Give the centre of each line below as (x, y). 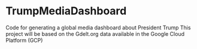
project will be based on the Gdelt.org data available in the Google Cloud (95, 33)
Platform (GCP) (24, 40)
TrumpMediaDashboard (66, 11)
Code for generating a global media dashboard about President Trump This (98, 27)
